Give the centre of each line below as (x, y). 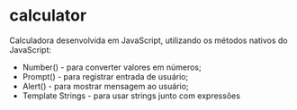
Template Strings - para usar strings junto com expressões (131, 96)
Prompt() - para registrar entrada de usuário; (105, 76)
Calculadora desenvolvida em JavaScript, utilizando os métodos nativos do (148, 40)
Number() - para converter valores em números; (112, 67)
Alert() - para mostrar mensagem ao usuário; (105, 86)
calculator (48, 16)
